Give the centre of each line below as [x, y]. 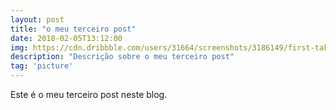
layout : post [37, 19]
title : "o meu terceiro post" [73, 29]
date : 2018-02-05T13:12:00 [66, 38]
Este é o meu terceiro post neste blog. [89, 94]
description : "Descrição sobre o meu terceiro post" [122, 57]
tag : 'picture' [42, 66]
